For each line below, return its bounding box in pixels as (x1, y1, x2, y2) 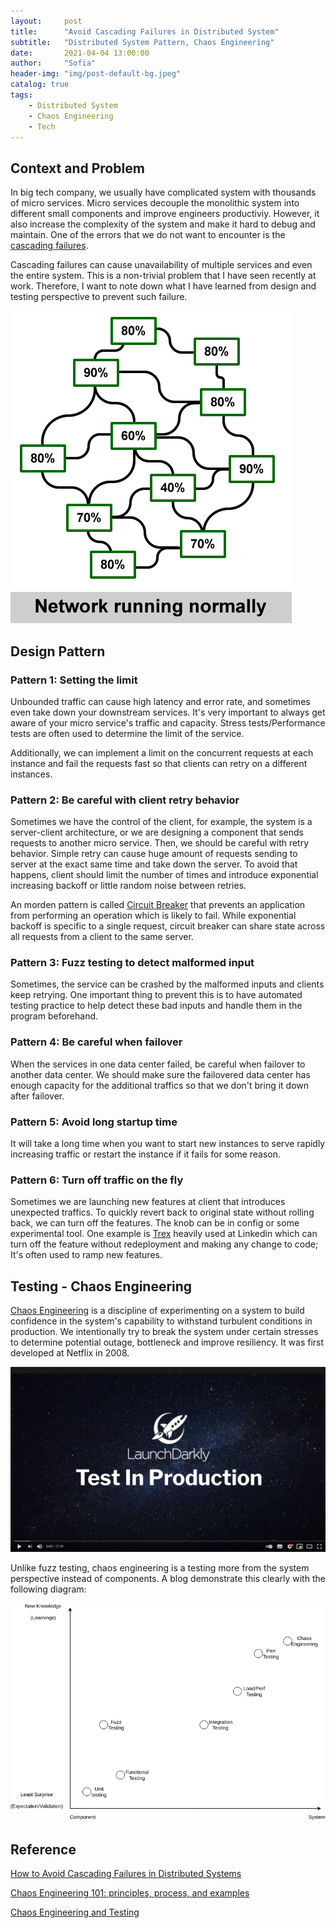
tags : (10, 90, 33, 100)
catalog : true (10, 80, 70, 90)
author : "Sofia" (10, 58, 97, 69)
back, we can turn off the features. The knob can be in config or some (10, 1217, 300, 1229)
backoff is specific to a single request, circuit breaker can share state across (10, 920, 326, 932)
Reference (10, 1841, 77, 1858)
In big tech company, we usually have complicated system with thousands (10, 186, 317, 199)
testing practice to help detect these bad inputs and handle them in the (10, 1000, 303, 1012)
